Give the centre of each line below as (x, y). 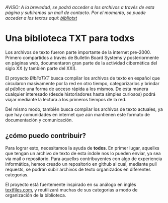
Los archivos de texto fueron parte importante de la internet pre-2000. (78, 52)
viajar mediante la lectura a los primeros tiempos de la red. (66, 99)
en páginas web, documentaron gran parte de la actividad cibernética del (81, 63)
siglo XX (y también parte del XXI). (41, 68)
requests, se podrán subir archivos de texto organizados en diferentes (78, 169)
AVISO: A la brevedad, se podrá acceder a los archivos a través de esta (80, 7)
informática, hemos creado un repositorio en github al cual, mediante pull (81, 164)
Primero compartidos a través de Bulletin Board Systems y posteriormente (82, 57)
